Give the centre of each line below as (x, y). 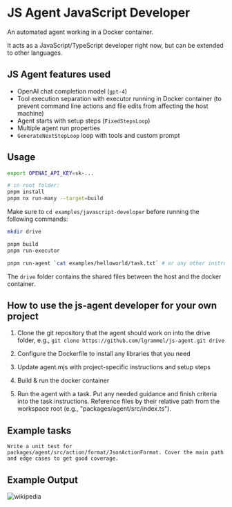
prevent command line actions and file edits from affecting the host (113, 106)
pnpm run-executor (33, 251)
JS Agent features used (59, 74)
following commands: (38, 219)
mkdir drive (24, 232)
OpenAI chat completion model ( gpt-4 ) (72, 91)
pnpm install (26, 192)
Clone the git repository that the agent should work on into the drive (114, 333)
